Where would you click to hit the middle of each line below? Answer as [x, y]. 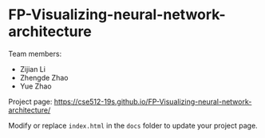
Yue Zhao [36, 86]
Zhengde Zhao [44, 77]
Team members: [35, 53]
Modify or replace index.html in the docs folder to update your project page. [133, 125]
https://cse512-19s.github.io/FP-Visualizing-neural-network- [153, 101]
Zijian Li [33, 69]
